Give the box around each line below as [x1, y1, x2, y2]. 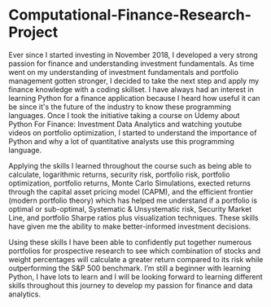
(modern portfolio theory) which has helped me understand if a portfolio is [8, 195, 258, 205]
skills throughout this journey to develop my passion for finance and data [8, 280, 253, 290]
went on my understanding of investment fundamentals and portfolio [8, 67, 238, 77]
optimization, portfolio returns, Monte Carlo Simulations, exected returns [8, 178, 251, 188]
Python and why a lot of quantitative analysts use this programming [8, 136, 234, 146]
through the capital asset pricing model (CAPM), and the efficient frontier [8, 186, 254, 196]
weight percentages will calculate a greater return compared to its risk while [8, 254, 264, 264]
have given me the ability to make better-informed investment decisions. [8, 221, 251, 231]
